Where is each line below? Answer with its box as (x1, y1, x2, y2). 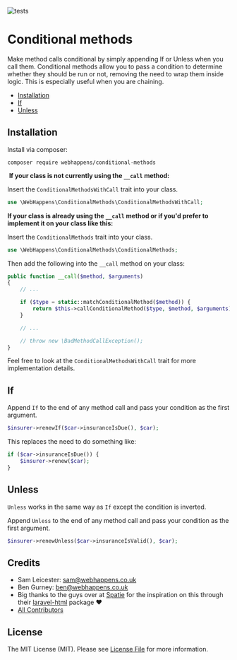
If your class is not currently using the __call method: (8, 171, 170, 179)
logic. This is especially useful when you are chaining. (7, 77, 164, 86)
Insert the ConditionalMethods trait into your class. (7, 232, 153, 241)
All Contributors (17, 606, 63, 614)
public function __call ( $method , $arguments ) (7, 273, 143, 280)
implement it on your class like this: (7, 219, 114, 228)
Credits (7, 557, 41, 569)
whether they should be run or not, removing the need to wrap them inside (7, 69, 224, 78)
